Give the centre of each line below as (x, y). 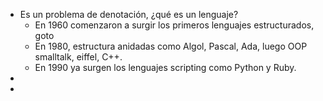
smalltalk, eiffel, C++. (78, 57)
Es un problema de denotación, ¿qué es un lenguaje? (129, 14)
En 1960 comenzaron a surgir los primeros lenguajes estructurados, (174, 25)
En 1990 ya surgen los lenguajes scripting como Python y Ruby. (165, 67)
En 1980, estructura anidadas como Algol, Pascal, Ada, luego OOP (171, 46)
